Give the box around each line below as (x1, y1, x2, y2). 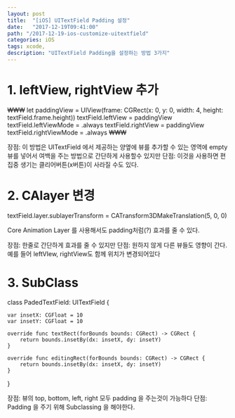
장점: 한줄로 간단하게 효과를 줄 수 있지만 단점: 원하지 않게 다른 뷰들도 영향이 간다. (7, 241, 228, 249)
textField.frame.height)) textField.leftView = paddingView (7, 113, 173, 122)
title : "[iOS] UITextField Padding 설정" (7, 17, 130, 24)
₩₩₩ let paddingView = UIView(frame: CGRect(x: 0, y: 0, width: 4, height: (7, 106, 223, 114)
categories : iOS (7, 37, 55, 44)
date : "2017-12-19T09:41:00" (7, 23, 99, 30)
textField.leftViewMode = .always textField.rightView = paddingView (7, 120, 205, 129)
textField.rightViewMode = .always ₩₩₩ (7, 128, 127, 137)
